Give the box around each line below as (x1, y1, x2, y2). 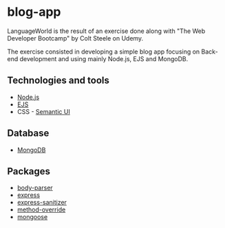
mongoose (17, 213, 48, 221)
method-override (17, 205, 66, 214)
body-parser (17, 183, 53, 192)
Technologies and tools (7, 75, 110, 87)
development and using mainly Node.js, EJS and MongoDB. (19, 54, 189, 62)
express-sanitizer (17, 198, 67, 207)
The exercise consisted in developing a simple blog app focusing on (7, 47, 200, 56)
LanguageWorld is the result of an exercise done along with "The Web (7, 27, 206, 35)
